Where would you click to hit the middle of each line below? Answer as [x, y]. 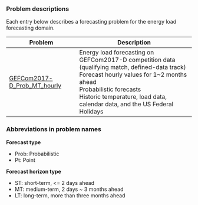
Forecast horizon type [34, 171]
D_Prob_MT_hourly [35, 86]
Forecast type [24, 142]
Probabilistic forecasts [110, 89]
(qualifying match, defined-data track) [133, 67]
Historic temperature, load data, [123, 97]
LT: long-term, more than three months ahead [70, 195]
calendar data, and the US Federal [126, 104]
